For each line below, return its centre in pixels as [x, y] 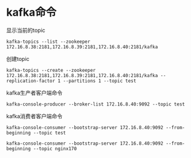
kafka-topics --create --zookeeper [51, 70]
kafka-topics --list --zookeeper [48, 42]
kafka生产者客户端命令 [34, 93]
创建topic [18, 58]
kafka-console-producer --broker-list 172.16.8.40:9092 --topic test [96, 104]
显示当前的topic [26, 30]
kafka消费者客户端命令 [34, 116]
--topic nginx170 [55, 148]
